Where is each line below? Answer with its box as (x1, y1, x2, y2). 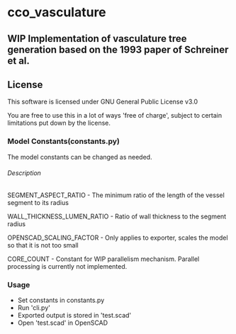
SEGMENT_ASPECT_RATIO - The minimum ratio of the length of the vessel (7, 191, 225, 199)
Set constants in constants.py (17, 296, 105, 305)
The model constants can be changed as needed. (7, 152, 152, 161)
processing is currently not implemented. (7, 262, 128, 270)
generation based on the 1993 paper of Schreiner (7, 43, 229, 55)
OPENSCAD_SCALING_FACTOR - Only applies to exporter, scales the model (7, 233, 228, 242)
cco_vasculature (7, 4, 106, 21)
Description (7, 169, 41, 177)
